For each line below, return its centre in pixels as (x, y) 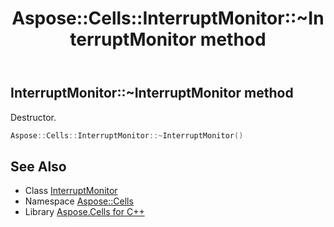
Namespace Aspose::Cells (79, 201)
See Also (38, 166)
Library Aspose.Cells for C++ (84, 212)
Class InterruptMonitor (71, 191)
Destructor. (33, 117)
